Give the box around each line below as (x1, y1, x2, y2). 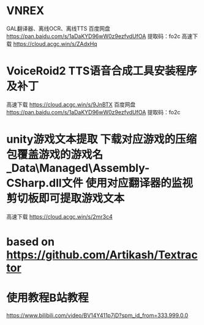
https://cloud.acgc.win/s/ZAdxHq (13, 40, 97, 47)
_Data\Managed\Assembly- (6, 161, 150, 175)
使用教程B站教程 (6, 291, 89, 305)
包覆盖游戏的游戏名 (6, 148, 104, 162)
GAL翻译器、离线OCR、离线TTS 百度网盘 (6, 25, 110, 32)
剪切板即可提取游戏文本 (6, 192, 125, 206)
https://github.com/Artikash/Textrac (6, 248, 198, 262)
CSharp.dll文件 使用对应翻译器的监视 (6, 176, 193, 190)
